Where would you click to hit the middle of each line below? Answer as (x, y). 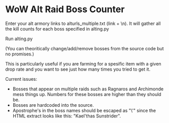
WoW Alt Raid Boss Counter (65, 9)
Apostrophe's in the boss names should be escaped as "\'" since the (84, 110)
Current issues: (21, 79)
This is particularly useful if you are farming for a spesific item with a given (83, 64)
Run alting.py (19, 39)
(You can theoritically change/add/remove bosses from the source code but (84, 48)
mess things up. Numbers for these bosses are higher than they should (87, 94)
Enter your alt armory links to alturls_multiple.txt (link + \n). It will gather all (83, 23)
